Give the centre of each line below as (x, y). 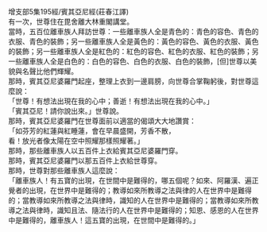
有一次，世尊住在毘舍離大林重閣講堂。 (71, 21)
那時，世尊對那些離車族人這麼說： (64, 170)
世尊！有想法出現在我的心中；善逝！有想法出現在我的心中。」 (114, 101)
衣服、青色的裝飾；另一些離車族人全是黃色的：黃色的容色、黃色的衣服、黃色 (133, 41)
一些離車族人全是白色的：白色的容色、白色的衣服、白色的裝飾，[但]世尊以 (129, 61)
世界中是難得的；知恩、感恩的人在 (189, 210)
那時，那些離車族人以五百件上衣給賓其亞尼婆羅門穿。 (95, 151)
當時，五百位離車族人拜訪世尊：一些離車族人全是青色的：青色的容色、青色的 (133, 31)
